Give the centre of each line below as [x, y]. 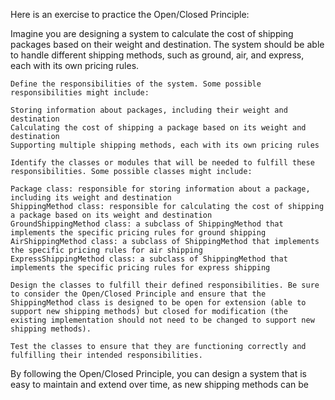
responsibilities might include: [80, 93]
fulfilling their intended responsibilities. [106, 355]
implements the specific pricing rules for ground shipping [138, 233]
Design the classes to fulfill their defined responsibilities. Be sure [165, 285]
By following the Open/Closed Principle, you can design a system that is [158, 373]
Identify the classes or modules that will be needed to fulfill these [162, 163]
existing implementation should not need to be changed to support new [162, 320]
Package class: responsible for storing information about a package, [160, 189]
